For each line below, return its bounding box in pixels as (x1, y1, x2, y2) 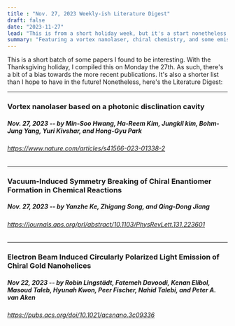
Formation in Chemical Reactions (7, 185, 122, 194)
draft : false (7, 17, 45, 24)
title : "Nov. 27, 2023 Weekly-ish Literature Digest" (7, 10, 171, 17)
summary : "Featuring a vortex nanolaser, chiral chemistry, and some (7, 36, 215, 43)
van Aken (7, 293, 36, 302)
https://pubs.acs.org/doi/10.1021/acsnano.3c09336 (7, 311, 155, 319)
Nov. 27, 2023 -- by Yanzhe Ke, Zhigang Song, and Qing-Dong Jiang (7, 202, 210, 211)
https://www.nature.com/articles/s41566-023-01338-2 (7, 144, 166, 153)
